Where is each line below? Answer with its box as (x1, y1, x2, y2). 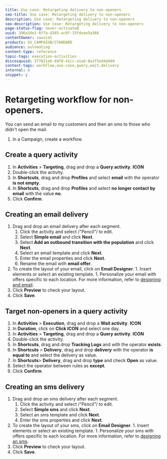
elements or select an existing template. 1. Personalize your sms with (12, 428, 154, 434)
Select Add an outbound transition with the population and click (19, 239, 154, 245)
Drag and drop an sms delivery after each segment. (12, 396, 119, 402)
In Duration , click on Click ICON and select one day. (12, 325, 120, 331)
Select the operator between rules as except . (12, 363, 106, 369)
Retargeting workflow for (5, 94, 111, 105)
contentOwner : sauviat (5, 35, 52, 40)
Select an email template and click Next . (19, 250, 103, 256)
